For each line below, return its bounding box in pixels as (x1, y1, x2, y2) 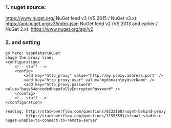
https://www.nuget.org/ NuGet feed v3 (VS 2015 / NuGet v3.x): (5, 15, 138, 22)
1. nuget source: (5, 4, 46, 11)
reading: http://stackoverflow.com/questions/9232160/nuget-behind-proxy (5, 109, 166, 114)
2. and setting (5, 39, 40, 46)
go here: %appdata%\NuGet (5, 50, 60, 56)
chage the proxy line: (5, 55, 54, 60)
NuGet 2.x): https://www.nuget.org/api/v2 (5, 26, 94, 32)
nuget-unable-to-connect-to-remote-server (5, 118, 97, 123)
